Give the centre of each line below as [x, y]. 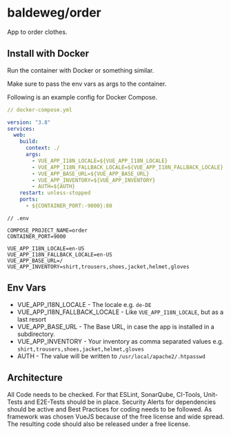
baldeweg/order [54, 13]
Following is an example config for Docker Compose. [82, 97]
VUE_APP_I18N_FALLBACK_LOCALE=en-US [60, 254]
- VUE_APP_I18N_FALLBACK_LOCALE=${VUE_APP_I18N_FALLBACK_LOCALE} [128, 167]
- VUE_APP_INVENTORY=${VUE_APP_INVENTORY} [94, 180]
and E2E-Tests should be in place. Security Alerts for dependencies [120, 402]
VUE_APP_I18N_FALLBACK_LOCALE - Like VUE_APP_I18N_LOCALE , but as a [120, 312]
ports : [29, 200]
